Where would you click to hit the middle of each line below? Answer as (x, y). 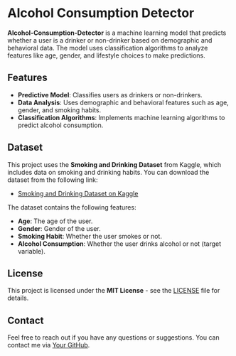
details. (18, 298)
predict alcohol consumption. (60, 125)
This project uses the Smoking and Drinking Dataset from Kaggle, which (114, 164)
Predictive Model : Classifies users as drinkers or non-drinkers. (110, 95)
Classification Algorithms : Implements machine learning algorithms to (121, 117)
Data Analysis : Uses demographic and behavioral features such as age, (123, 102)
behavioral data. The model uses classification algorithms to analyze (108, 48)
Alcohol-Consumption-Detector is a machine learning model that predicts (117, 33)
